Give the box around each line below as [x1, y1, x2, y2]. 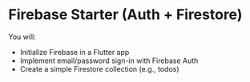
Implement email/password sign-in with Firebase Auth [19, 56, 199, 65]
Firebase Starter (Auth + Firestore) [8, 6, 243, 24]
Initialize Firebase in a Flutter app [19, 47, 130, 57]
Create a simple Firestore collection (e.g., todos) [19, 64, 179, 73]
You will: [8, 32, 36, 41]
